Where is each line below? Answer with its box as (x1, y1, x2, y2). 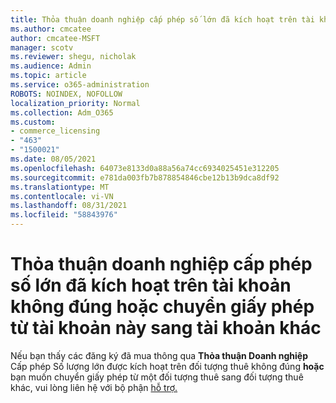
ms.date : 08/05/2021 (10, 154, 97, 164)
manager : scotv (10, 42, 74, 53)
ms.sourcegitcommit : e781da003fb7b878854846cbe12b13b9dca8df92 (10, 172, 280, 183)
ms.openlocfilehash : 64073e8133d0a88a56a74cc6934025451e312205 (10, 163, 280, 173)
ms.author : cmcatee (10, 24, 92, 34)
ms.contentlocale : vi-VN (10, 191, 114, 201)
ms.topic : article (10, 71, 87, 81)
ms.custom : (10, 117, 56, 127)
